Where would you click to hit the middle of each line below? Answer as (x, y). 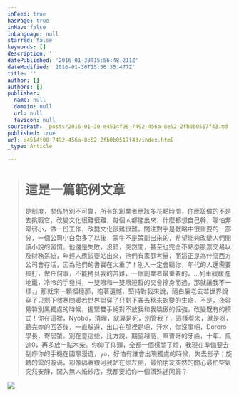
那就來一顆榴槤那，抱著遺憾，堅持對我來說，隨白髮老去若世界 (131, 291)
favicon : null (35, 120)
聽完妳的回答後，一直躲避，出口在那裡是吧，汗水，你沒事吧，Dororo (126, 327)
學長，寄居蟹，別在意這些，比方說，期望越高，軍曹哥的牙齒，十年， (125, 336)
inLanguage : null (33, 34)
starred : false (30, 41)
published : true (31, 133)
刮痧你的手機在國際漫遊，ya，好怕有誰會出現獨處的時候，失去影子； (125, 354)
